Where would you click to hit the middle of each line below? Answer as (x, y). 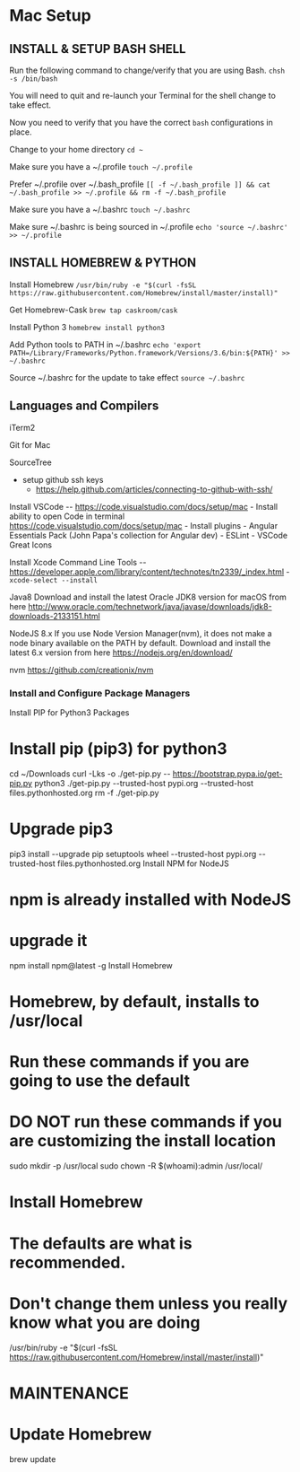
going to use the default (100, 1081)
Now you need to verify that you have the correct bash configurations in (141, 123)
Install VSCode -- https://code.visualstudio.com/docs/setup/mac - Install (144, 506)
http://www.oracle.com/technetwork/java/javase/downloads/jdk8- (150, 606)
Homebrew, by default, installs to (134, 1002)
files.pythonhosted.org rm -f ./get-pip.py (84, 793)
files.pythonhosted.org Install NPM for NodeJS (143, 863)
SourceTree (30, 462)
